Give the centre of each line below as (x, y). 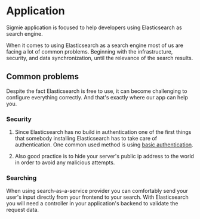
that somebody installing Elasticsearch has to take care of (86, 139)
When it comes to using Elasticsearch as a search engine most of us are (95, 45)
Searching (21, 178)
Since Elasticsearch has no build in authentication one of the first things (103, 132)
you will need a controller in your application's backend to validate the (92, 204)
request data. (23, 210)
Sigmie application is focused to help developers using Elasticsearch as (94, 27)
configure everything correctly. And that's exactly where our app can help (97, 97)
